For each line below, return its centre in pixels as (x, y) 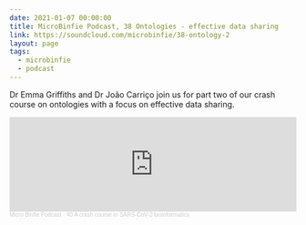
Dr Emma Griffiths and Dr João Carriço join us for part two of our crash (143, 94)
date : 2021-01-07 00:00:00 (61, 18)
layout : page (34, 43)
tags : (20, 52)
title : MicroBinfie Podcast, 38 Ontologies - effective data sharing (144, 26)
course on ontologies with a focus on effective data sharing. (122, 104)
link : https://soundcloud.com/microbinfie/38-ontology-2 (120, 35)
